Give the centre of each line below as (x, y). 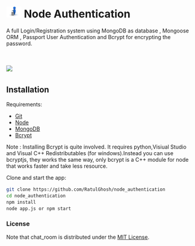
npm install (21, 202)
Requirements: (24, 104)
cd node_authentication (36, 195)
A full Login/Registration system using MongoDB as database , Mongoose (98, 31)
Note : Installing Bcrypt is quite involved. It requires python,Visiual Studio (96, 147)
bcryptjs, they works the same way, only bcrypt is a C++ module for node (97, 159)
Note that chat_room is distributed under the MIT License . (78, 237)
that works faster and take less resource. (57, 166)
